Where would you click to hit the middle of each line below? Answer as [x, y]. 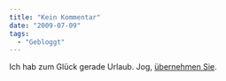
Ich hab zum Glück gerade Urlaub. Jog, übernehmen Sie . [113, 67]
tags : [19, 33]
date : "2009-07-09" [45, 26]
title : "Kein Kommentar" [55, 17]
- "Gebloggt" [41, 42]
